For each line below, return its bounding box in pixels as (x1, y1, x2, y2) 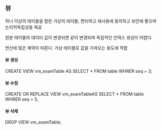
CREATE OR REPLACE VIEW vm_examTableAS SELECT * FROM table (5, 91, 144, 97)
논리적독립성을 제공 (5, 24, 42, 30)
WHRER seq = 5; (5, 96, 39, 102)
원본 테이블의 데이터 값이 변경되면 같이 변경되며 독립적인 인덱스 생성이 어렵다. (5, 34, 153, 40)
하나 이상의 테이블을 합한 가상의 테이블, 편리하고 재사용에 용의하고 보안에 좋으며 (5, 18, 157, 24)
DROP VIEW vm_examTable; (5, 119, 62, 125)
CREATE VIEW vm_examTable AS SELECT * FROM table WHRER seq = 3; (5, 68, 153, 74)
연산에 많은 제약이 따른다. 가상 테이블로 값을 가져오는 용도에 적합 (5, 45, 128, 51)
